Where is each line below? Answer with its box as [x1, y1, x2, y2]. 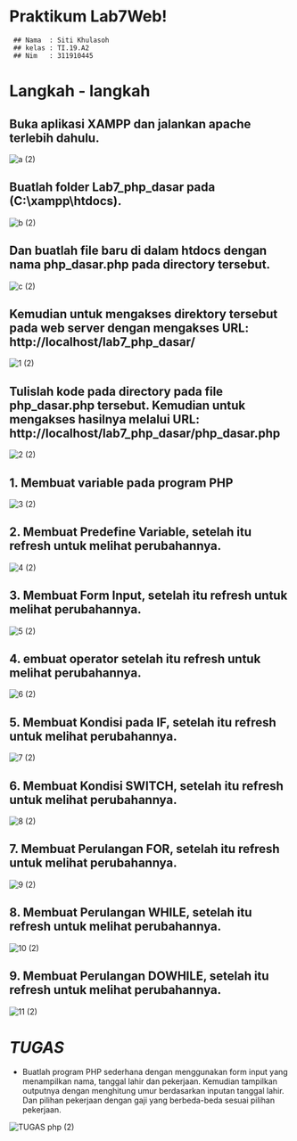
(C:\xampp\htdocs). [9, 193, 122, 209]
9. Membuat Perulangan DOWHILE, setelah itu [9, 969, 269, 984]
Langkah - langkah [9, 81, 151, 102]
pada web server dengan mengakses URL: [9, 320, 250, 335]
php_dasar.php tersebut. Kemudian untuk [9, 398, 246, 413]
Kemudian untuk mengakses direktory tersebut [9, 306, 278, 322]
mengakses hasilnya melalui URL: [9, 412, 201, 427]
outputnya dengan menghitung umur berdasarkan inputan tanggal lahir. [21, 1086, 285, 1096]
